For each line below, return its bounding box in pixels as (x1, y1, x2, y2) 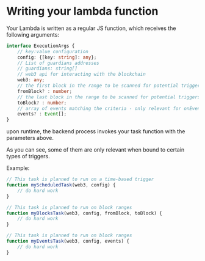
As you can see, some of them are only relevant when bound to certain (6, 146, 185, 153)
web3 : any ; (17, 77, 45, 83)
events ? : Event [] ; (17, 111, 67, 117)
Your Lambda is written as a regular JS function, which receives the (6, 24, 176, 32)
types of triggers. (6, 153, 50, 160)
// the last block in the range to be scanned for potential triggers (17, 94, 201, 100)
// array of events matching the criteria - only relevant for (17, 105, 182, 111)
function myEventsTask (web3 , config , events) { (6, 238, 130, 244)
